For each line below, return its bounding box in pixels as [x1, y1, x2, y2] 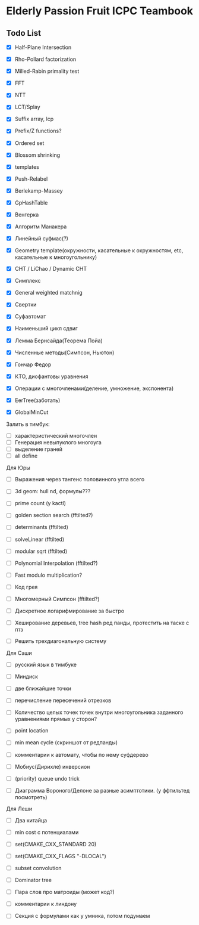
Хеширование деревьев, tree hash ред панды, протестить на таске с [14, 619, 189, 626]
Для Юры [6, 464, 31, 472]
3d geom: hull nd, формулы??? [14, 488, 91, 495]
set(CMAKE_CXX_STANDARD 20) [14, 840, 97, 847]
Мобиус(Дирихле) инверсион [14, 763, 90, 770]
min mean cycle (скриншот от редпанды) [14, 739, 118, 746]
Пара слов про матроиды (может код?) [14, 889, 115, 896]
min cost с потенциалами [14, 828, 79, 836]
